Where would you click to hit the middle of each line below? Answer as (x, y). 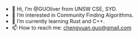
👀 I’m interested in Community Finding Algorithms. (72, 15)
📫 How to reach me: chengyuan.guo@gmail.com (71, 28)
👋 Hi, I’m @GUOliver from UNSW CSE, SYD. (64, 9)
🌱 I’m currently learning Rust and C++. (58, 21)
